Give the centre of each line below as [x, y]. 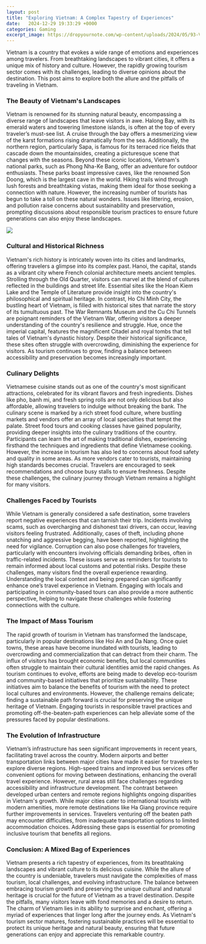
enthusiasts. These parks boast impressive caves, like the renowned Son [98, 173]
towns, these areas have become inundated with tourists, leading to [92, 647]
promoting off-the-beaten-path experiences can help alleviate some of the [101, 712]
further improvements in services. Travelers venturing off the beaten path [99, 814]
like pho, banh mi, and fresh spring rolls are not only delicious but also [95, 400]
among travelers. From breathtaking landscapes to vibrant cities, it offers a [101, 59]
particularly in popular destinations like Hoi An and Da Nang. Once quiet [97, 641]
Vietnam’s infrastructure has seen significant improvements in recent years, [102, 748]
